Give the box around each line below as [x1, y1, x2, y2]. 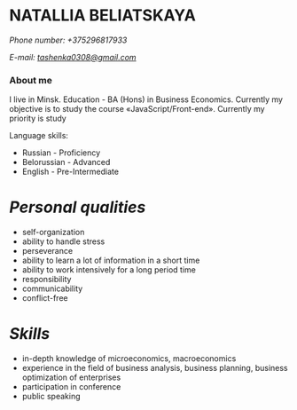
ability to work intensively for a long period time [21, 264, 197, 275]
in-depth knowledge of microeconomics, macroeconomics [21, 353, 237, 364]
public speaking [21, 391, 81, 402]
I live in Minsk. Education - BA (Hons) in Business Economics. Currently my [9, 94, 284, 105]
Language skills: [9, 130, 69, 141]
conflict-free [21, 293, 68, 304]
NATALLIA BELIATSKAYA [9, 5, 197, 26]
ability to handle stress [21, 236, 106, 247]
